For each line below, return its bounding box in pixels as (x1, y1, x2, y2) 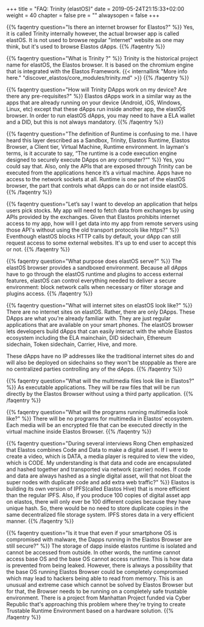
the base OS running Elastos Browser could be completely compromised (6, 568, 189, 575)
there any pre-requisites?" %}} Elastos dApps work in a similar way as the (6, 93, 192, 99)
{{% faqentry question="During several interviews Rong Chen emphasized (6, 440, 194, 447)
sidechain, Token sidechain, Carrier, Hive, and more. (6, 341, 138, 348)
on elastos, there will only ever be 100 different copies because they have (6, 498, 191, 505)
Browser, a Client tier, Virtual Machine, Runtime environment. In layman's (6, 143, 189, 150)
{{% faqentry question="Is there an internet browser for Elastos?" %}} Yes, (6, 24, 195, 30)
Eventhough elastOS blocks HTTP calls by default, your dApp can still (6, 233, 181, 240)
